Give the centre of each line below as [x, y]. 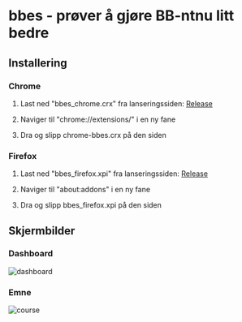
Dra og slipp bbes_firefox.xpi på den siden [91, 205]
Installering [38, 63]
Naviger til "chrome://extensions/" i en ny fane [98, 119]
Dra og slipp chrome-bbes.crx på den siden [93, 135]
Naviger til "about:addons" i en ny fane [85, 190]
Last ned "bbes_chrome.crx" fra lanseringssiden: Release [116, 103]
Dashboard [31, 254]
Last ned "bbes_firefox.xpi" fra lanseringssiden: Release [114, 174]
